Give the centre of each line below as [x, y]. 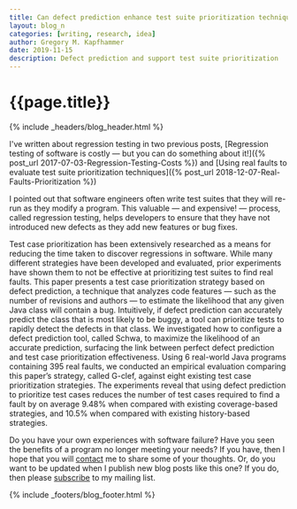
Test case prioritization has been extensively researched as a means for [140, 243]
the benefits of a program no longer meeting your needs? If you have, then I [147, 449]
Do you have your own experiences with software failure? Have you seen [142, 440]
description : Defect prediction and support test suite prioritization [144, 58]
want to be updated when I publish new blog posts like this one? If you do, [144, 468]
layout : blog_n [37, 26]
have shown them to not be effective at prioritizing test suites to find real [141, 272]
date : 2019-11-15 [41, 50]
